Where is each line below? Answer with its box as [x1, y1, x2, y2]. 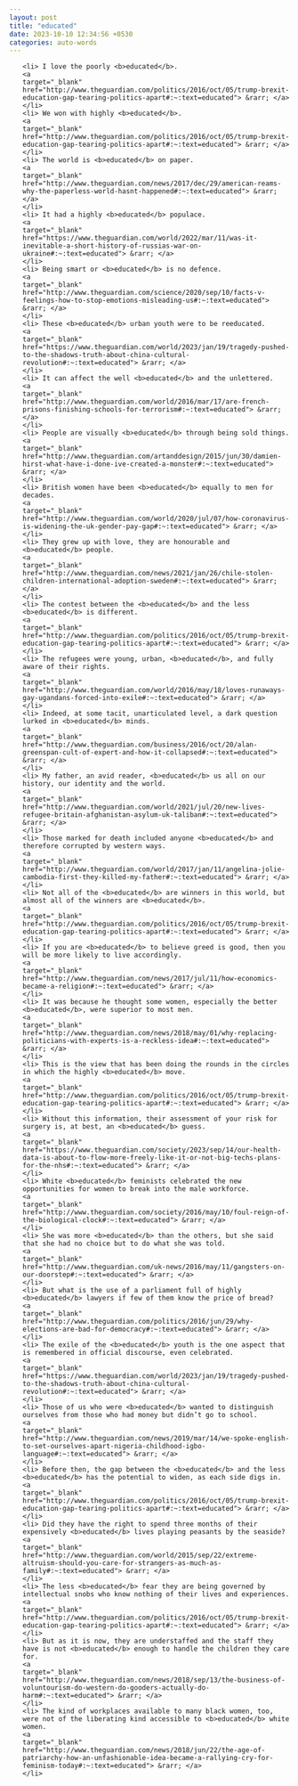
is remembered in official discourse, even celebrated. [21, 1349, 234, 1358]
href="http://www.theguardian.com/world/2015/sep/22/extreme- [21, 1551, 258, 1560]
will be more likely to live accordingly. [21, 950, 182, 960]
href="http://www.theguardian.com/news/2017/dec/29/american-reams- [21, 179, 282, 188]
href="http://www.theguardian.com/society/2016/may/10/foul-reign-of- [21, 1208, 290, 1217]
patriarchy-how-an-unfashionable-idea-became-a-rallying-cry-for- [21, 1754, 274, 1763]
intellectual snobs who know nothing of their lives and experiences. [21, 1590, 290, 1599]
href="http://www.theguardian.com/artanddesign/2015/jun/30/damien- [21, 452, 282, 461]
